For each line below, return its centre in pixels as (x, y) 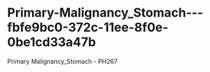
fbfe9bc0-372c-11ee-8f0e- (88, 27)
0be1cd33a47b (51, 42)
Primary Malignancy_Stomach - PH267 (63, 61)
